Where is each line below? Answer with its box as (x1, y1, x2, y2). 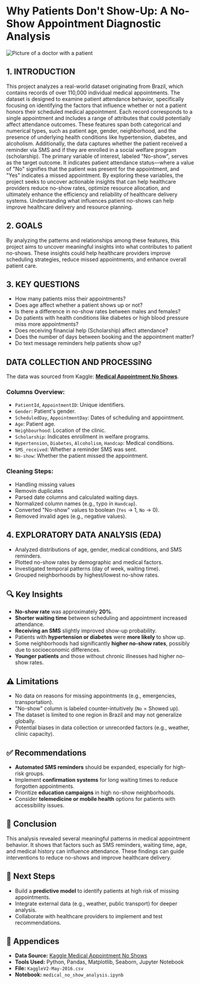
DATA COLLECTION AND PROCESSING (6, 357, 152, 367)
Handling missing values (14, 480, 75, 488)
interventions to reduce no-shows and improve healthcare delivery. (6, 854, 172, 861)
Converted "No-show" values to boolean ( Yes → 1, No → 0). (14, 506, 160, 513)
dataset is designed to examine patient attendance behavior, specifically (6, 95, 184, 102)
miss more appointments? (14, 321, 79, 328)
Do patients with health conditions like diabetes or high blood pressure (14, 314, 189, 321)
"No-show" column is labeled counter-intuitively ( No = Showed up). (14, 705, 180, 712)
